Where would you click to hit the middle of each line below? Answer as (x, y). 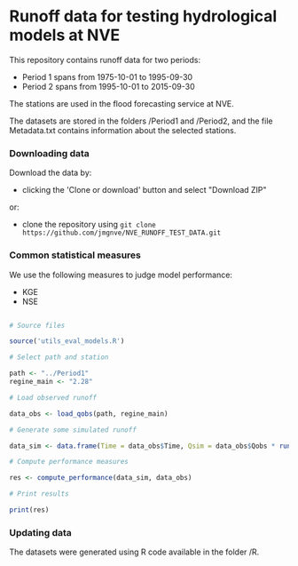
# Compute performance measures (69, 462)
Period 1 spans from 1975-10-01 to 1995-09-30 (107, 76)
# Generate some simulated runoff (73, 430)
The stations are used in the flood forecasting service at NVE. (122, 103)
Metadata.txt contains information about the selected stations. (123, 130)
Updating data (41, 532)
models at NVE (65, 35)
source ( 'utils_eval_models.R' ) (67, 341)
